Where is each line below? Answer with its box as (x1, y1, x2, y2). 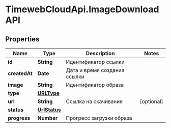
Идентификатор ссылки (66, 59, 125, 65)
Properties (5, 35, 40, 43)
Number (37, 115, 58, 121)
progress (8, 115, 31, 121)
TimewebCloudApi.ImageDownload (5, 4, 159, 15)
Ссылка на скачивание (66, 98, 123, 105)
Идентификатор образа (66, 82, 124, 88)
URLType (37, 90, 60, 96)
